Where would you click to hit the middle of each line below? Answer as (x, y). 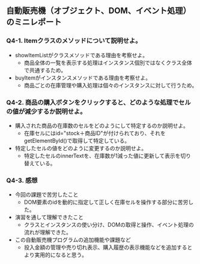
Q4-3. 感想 (22, 180)
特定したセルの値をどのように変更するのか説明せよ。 (81, 148)
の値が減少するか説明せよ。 (46, 112)
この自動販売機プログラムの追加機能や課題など (73, 240)
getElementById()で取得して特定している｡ (75, 140)
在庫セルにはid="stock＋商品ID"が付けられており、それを (95, 133)
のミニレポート (34, 22)
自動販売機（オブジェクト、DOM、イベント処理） (98, 11)
